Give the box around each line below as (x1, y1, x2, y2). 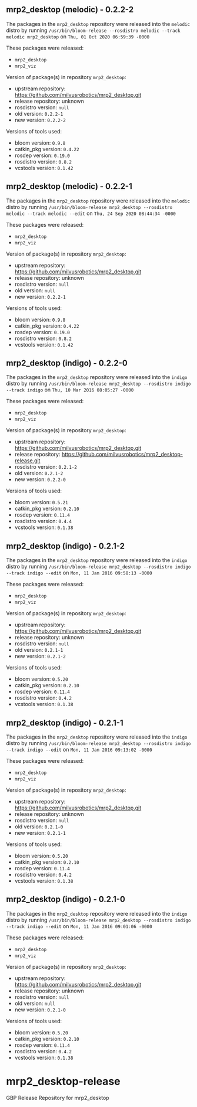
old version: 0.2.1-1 (14, 646, 64, 654)
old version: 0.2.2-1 (14, 110, 64, 117)
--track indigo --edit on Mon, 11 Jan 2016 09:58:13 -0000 (6, 569, 152, 576)
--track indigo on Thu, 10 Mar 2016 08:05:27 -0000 (6, 386, 134, 393)
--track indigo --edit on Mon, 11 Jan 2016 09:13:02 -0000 (6, 746, 152, 753)
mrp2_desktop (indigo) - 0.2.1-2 (6, 541, 125, 551)
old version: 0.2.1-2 (14, 469, 64, 477)
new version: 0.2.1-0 (14, 1006, 66, 1013)
